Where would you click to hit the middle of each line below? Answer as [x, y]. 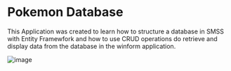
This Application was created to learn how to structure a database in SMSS [116, 31]
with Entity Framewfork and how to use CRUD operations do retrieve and [112, 38]
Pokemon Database [65, 12]
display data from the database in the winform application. [92, 46]
